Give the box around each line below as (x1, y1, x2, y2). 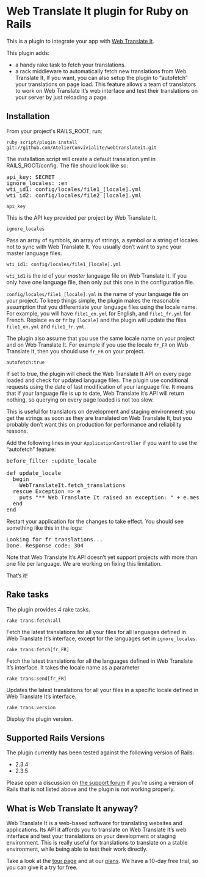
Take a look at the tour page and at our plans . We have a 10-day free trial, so (6, 857, 198, 865)
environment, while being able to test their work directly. (6, 845, 148, 853)
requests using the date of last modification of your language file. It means (6, 383, 194, 390)
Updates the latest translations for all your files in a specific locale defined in (6, 686, 199, 693)
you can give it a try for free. (6, 864, 78, 871)
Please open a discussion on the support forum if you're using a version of (6, 779, 194, 787)
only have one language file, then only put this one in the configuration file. (6, 278, 195, 286)
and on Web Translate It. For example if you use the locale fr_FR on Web (6, 341, 189, 348)
